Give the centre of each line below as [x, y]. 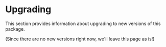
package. [15, 29]
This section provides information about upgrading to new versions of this [83, 24]
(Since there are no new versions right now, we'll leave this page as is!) [80, 39]
